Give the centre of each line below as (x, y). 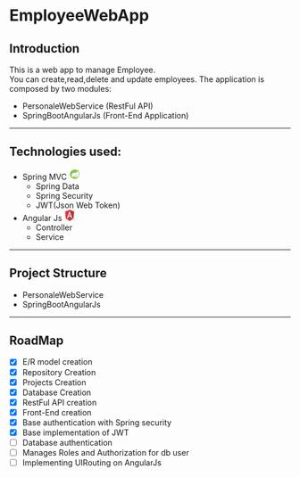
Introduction (45, 49)
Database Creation (57, 392)
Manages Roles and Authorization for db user (105, 452)
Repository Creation (59, 372)
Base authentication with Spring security (97, 422)
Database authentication (67, 442)
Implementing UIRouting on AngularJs (92, 463)
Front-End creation (57, 412)
